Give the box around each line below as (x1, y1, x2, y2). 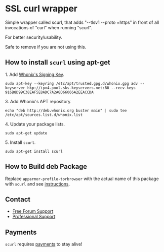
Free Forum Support (12, 208, 53, 214)
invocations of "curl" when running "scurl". (5, 24, 92, 30)
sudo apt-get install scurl (5, 149, 63, 154)
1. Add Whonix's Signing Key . (5, 71, 65, 77)
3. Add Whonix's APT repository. (5, 98, 72, 104)
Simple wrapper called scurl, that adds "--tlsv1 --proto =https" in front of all (5, 19, 159, 25)
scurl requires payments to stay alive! (5, 241, 82, 247)
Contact (5, 195, 31, 203)
